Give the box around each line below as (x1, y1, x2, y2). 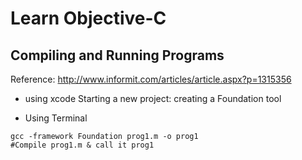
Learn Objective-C (10, 7, 167, 30)
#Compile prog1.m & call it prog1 (10, 140, 155, 150)
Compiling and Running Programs (10, 47, 225, 64)
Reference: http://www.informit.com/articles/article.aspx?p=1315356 (10, 73, 292, 85)
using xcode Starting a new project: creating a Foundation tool (24, 93, 282, 104)
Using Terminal (24, 112, 88, 124)
